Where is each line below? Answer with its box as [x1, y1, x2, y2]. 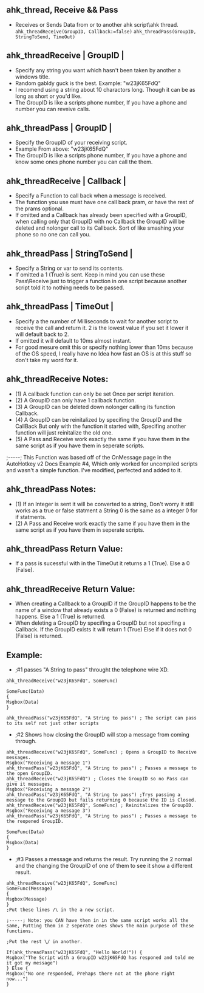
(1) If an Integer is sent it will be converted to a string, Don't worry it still [15, 500, 194, 507]
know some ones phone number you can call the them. [15, 158, 153, 166]
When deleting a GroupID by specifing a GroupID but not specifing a [15, 619, 186, 627]
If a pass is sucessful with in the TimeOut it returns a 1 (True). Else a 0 [15, 560, 190, 567]
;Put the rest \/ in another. [6, 938, 83, 944]
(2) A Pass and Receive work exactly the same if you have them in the [15, 520, 190, 527]
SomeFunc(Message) [6, 885, 53, 892]
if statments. [15, 513, 47, 520]
